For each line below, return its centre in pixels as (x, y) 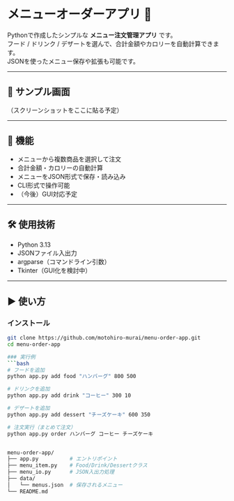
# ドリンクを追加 (29, 389)
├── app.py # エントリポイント (62, 459)
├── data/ (22, 479)
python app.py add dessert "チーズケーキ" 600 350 (79, 414)
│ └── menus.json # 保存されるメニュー (65, 485)
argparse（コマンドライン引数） (64, 262)
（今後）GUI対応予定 (47, 194)
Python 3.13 (34, 245)
